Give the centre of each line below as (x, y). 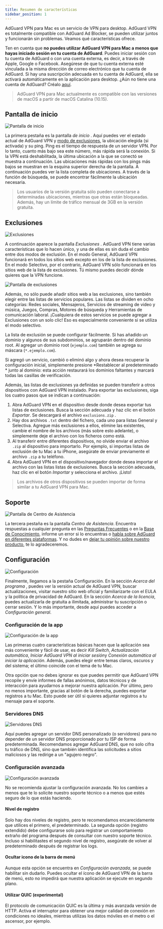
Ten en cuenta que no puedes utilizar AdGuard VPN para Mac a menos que (81, 48)
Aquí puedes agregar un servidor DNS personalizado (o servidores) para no (81, 734)
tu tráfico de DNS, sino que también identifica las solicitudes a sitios (73, 750)
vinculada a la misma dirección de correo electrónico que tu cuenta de (76, 68)
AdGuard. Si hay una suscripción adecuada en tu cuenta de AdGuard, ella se (82, 74)
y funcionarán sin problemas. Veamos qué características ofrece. (71, 38)
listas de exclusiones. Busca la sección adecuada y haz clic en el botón (84, 410)
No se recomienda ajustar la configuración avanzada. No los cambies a (76, 787)
